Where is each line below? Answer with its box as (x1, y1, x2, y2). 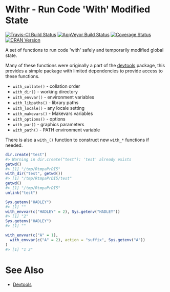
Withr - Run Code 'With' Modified (5, 4, 151, 15)
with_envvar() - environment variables (12, 94, 95, 100)
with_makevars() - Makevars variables (12, 110, 93, 116)
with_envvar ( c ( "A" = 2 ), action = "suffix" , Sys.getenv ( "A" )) (10, 237, 145, 242)
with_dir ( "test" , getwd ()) (5, 171, 63, 177)
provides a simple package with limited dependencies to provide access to (5, 68, 163, 74)
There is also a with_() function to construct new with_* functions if (5, 137, 150, 143)
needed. (5, 142, 23, 148)
